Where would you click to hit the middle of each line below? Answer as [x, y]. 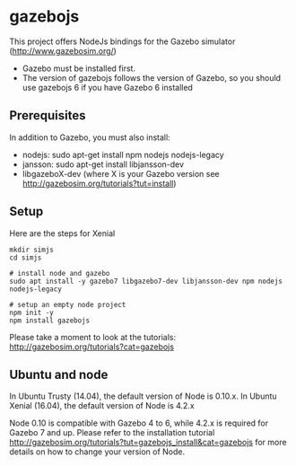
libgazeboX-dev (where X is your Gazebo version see [121, 173]
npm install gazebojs [50, 321]
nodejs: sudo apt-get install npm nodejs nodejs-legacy [123, 154]
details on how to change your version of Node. [97, 452]
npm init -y [31, 312]
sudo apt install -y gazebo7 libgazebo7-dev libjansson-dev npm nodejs [146, 281]
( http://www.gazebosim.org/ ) [63, 50]
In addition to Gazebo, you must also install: [90, 137]
